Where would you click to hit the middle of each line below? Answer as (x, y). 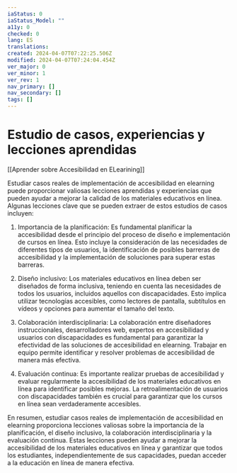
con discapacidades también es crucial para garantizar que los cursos (120, 396)
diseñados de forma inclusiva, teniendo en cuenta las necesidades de (119, 286)
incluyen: (21, 213)
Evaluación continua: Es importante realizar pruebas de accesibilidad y (121, 374)
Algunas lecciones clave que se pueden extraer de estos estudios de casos (117, 206)
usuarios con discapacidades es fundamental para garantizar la (110, 337)
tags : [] (20, 100)
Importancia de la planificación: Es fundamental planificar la (105, 227)
